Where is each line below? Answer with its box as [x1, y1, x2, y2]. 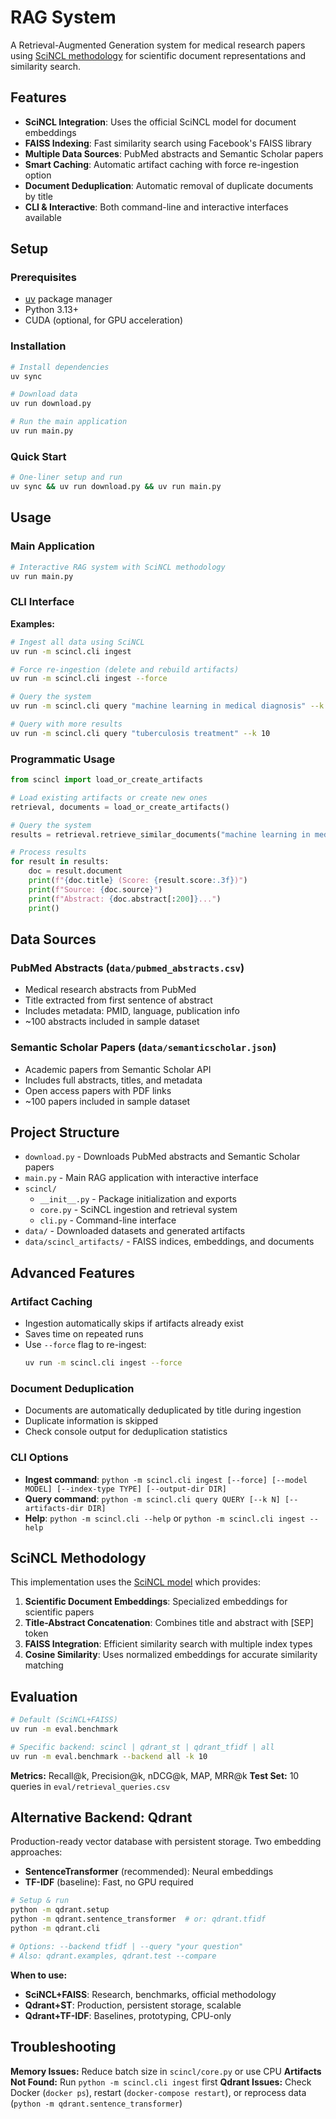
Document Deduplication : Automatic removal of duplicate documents [24, 179, 314, 191]
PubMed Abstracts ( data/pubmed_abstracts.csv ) [10, 961, 245, 975]
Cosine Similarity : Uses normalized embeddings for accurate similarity [24, 1649, 318, 1661]
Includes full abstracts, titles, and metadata [24, 1074, 203, 1086]
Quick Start [10, 449, 67, 463]
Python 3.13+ [24, 304, 80, 316]
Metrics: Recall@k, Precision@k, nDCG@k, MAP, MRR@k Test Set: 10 [10, 1769, 300, 1781]
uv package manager [24, 293, 113, 305]
